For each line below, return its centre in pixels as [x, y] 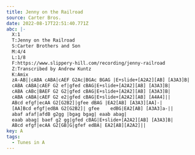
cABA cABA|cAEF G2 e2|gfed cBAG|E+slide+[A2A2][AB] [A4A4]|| [91, 97]
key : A [15, 131]
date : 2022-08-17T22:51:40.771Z [47, 23]
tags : [13, 137]
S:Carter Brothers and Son [46, 46]
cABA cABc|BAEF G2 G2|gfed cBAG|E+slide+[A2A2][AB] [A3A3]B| [91, 92]
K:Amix [20, 74]
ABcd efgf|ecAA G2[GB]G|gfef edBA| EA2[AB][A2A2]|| [79, 126]
